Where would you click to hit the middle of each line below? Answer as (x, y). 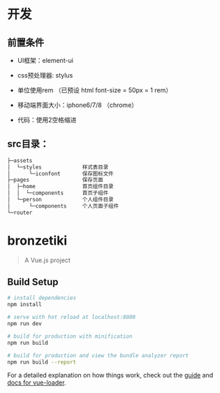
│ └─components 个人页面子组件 (63, 206)
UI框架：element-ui (45, 60)
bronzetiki (37, 240)
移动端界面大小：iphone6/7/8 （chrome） (78, 105)
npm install (24, 305)
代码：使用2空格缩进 (47, 120)
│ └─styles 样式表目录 (58, 167)
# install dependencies (42, 298)
